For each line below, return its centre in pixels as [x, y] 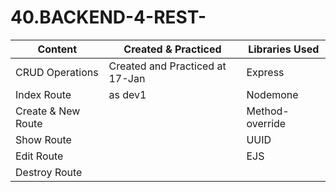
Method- [268, 111]
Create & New [48, 111]
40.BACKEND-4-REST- [108, 17]
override [266, 123]
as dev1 [127, 94]
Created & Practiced [172, 49]
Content [57, 49]
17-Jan [127, 78]
